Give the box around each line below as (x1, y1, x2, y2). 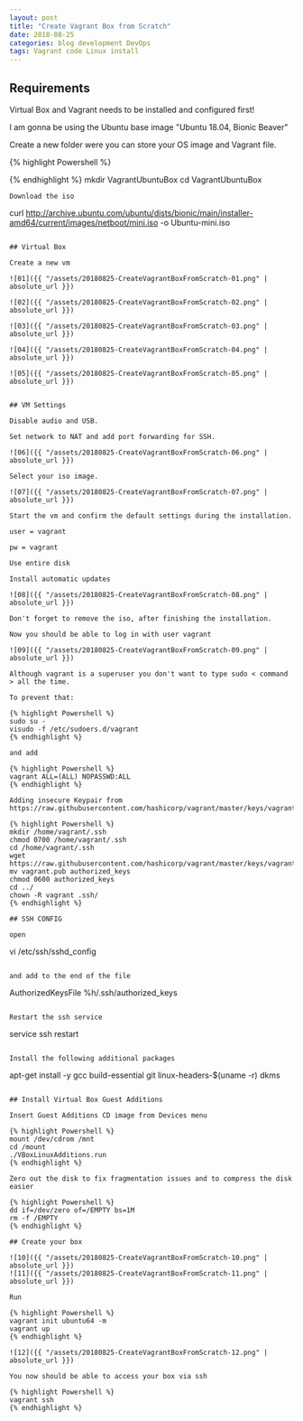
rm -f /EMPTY (9, 1213, 59, 1222)
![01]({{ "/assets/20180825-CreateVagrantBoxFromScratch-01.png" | (9, 274, 269, 283)
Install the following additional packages (9, 1053, 176, 1062)
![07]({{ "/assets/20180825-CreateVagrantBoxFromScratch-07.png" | (9, 487, 269, 497)
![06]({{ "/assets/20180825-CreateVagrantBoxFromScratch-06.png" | (9, 448, 269, 457)
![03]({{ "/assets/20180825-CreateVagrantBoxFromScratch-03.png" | (9, 322, 269, 331)
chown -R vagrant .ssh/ (9, 891, 99, 900)
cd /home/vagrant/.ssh (9, 843, 95, 852)
